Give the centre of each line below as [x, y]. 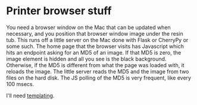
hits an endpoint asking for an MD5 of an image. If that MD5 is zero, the [94, 52]
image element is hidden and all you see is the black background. [86, 59]
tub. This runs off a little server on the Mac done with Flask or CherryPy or [97, 40]
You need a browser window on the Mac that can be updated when [88, 27]
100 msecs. [20, 84]
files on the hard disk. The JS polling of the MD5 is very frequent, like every [99, 78]
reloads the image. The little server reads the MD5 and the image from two [98, 71]
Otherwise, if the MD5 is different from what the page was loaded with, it [95, 65]
